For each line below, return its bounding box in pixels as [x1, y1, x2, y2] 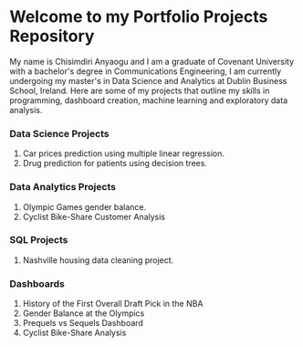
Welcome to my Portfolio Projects [9, 6, 268, 27]
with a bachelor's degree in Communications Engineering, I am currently [9, 66, 282, 77]
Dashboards [9, 277, 66, 289]
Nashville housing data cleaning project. [22, 254, 174, 266]
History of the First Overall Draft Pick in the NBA [22, 299, 204, 310]
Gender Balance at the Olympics [22, 308, 145, 319]
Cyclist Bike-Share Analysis [22, 327, 127, 339]
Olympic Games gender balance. [22, 201, 147, 212]
